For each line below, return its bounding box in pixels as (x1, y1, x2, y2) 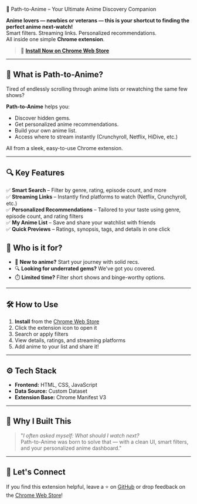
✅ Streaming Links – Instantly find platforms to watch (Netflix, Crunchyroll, (6, 193, 188, 200)
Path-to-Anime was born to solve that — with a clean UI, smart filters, (20, 438, 189, 445)
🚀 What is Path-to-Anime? (6, 69, 104, 79)
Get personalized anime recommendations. (14, 121, 119, 128)
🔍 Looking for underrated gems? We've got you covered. (14, 265, 156, 272)
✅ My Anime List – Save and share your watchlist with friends (6, 218, 156, 226)
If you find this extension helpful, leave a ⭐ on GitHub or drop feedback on (6, 483, 186, 490)
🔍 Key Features (6, 168, 64, 178)
